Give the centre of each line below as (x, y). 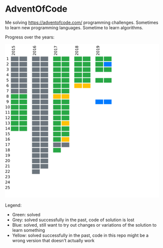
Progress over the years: (30, 37)
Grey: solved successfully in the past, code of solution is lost (73, 220)
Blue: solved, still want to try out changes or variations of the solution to (84, 225)
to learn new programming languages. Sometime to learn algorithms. (74, 27)
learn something (29, 230)
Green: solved (26, 214)
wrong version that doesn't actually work (53, 240)
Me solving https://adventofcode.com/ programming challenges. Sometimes (82, 22)
